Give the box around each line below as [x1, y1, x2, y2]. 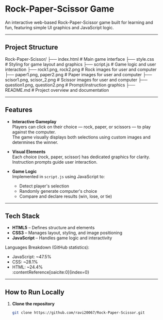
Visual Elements [12, 149, 46, 154]
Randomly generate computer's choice [19, 188, 98, 194]
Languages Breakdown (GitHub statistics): [5, 244, 90, 251]
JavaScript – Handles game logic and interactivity [12, 235, 113, 241]
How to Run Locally [5, 288, 65, 296]
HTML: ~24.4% [12, 264, 43, 270]
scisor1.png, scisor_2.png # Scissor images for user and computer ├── [5, 77, 148, 83]
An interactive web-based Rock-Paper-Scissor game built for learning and [5, 19, 153, 25]
